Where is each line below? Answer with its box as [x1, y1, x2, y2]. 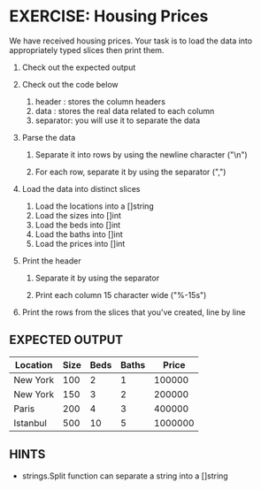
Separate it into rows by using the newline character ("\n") [35, 149, 248, 160]
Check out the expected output [21, 62, 136, 73]
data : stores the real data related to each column [35, 105, 215, 116]
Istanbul [13, 417, 47, 429]
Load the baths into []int [35, 228, 124, 240]
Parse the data [21, 132, 76, 142]
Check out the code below [21, 79, 119, 89]
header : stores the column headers [35, 96, 166, 107]
